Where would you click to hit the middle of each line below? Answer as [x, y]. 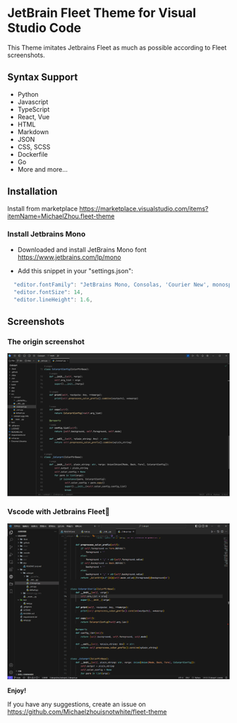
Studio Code [44, 28]
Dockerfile [32, 154]
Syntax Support [43, 77]
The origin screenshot [46, 342]
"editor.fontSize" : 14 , [48, 292]
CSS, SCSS [34, 147]
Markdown [33, 131]
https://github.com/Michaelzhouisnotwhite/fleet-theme [87, 712]
